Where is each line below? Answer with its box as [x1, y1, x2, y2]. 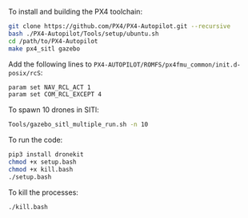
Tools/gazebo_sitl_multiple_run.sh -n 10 [8, 120, 149, 129]
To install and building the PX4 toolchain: [8, 7, 142, 16]
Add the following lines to [8, 59, 92, 69]
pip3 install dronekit [8, 151, 84, 159]
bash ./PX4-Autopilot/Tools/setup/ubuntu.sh [8, 30, 159, 38]
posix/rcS [8, 69, 42, 77]
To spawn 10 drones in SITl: [8, 105, 99, 115]
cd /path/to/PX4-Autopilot [8, 37, 98, 45]
